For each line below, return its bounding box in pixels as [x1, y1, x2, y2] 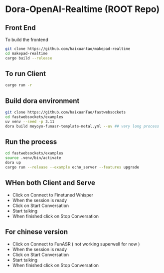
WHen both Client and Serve [5, 178, 96, 187]
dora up [5, 160, 21, 165]
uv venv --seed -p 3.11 [5, 119, 55, 124]
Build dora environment [5, 96, 80, 105]
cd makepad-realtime [5, 51, 48, 56]
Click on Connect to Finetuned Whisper [12, 191, 94, 198]
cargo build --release [5, 55, 52, 60]
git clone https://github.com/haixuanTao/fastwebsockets [5, 110, 126, 115]
